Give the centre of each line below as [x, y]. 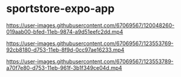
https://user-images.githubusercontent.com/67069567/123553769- [90, 43]
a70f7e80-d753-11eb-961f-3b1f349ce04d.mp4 [64, 67]
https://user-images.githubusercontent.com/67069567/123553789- [90, 61]
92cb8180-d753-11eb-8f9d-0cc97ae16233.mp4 [65, 49]
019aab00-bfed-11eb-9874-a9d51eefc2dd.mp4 [65, 31]
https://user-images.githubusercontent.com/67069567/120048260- [91, 25]
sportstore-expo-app [60, 9]
